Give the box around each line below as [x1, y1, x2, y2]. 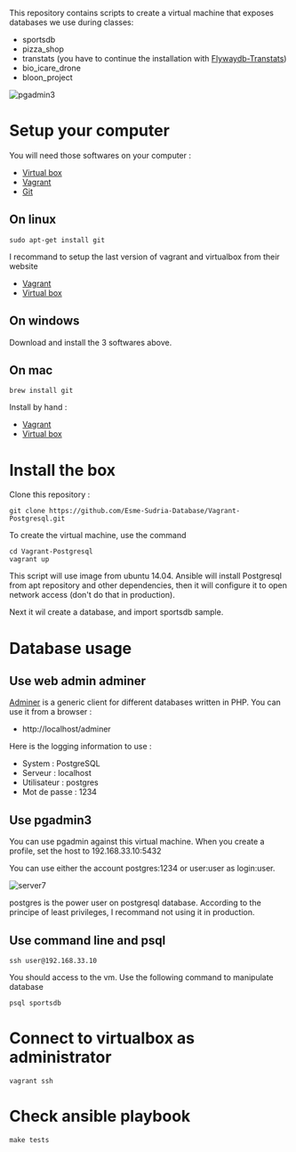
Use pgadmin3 [9, 813, 92, 828]
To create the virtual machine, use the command [9, 530, 187, 541]
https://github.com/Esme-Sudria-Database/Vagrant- [48, 507, 241, 516]
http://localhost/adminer [21, 723, 111, 734]
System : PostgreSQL [21, 758, 100, 769]
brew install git [9, 387, 74, 396]
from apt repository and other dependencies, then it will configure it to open [9, 580, 287, 591]
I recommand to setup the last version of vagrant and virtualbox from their [9, 251, 280, 262]
